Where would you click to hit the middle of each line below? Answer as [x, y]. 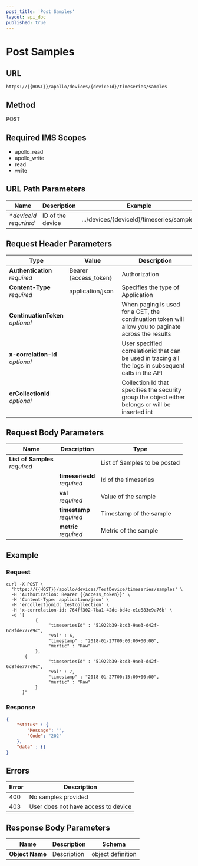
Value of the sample [128, 497]
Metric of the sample [130, 531]
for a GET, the [141, 312]
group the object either [154, 397]
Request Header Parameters [59, 244]
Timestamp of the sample [136, 514]
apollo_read [29, 152]
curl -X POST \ [25, 584]
